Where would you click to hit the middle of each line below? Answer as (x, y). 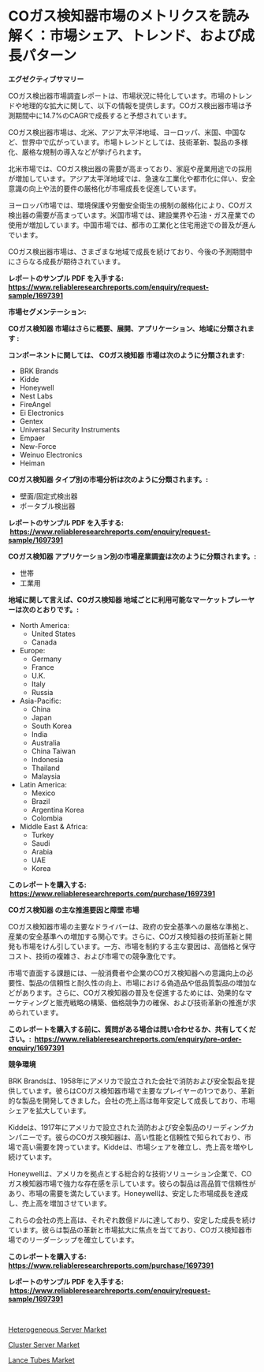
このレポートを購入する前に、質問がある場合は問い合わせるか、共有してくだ (132, 1029)
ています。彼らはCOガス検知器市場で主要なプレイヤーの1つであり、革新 (138, 1090)
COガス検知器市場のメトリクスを (115, 16)
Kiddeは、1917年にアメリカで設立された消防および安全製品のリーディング (128, 1127)
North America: (44, 625)
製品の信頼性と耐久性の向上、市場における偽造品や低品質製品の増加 (139, 982)
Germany (46, 659)
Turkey (43, 835)
